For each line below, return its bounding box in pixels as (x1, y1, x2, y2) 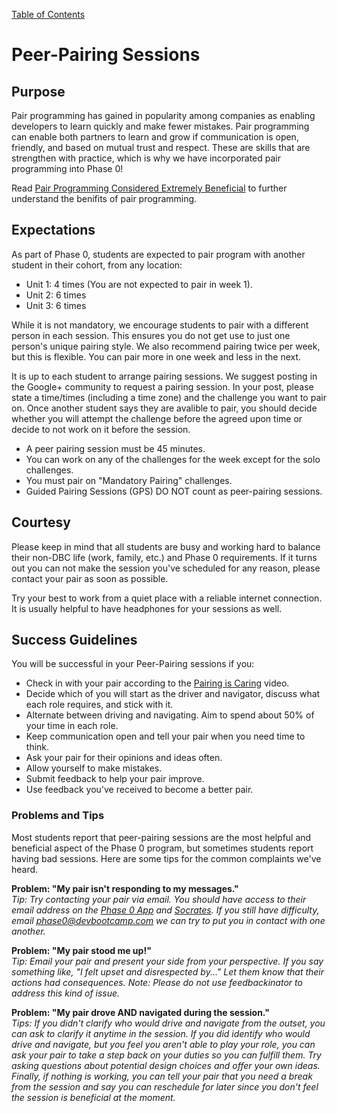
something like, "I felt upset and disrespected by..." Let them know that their (11, 965, 325, 978)
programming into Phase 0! (11, 163, 124, 174)
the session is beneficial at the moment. (11, 1091, 176, 1103)
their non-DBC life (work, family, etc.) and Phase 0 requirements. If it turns (11, 551, 318, 563)
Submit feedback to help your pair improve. (25, 773, 205, 785)
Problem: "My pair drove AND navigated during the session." (11, 1006, 270, 1018)
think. (25, 741, 50, 753)
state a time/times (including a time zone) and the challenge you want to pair (11, 391, 327, 403)
